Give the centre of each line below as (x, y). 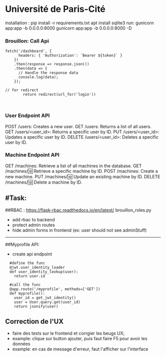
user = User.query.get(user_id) (47, 302)
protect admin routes (34, 225)
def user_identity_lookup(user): (44, 272)
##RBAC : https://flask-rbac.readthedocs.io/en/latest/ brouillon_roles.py (78, 210)
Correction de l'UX (34, 322)
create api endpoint (32, 254)
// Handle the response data (48, 73)
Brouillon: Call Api (27, 41)
